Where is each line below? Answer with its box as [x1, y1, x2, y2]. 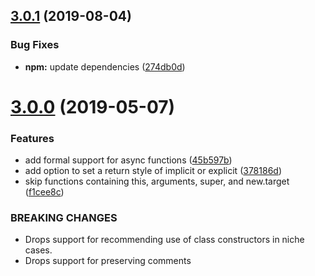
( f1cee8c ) [24, 186, 65, 198]
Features [10, 131, 55, 145]
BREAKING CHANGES [10, 211, 118, 225]
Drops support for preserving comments [24, 255, 192, 267]
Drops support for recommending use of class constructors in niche [24, 234, 305, 246]
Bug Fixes [10, 38, 60, 52]
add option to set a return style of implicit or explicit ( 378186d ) [24, 165, 283, 177]
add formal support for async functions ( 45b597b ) [24, 154, 233, 166]
